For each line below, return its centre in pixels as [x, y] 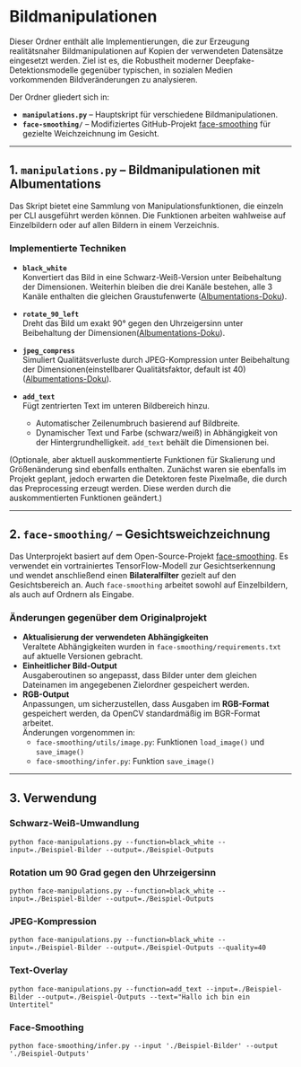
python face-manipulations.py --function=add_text [106, 989]
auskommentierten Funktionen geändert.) [86, 498]
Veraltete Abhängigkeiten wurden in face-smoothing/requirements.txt [151, 647]
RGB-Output [46, 694]
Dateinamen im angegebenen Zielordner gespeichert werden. [136, 685]
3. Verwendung [53, 798]
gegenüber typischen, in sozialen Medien [156, 70]
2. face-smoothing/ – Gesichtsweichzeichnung [140, 535]
